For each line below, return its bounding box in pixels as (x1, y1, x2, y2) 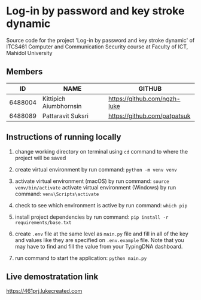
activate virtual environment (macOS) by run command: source (14, 177, 169, 185)
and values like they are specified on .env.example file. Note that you (14, 236, 184, 243)
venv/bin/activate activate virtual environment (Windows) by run (14, 183, 176, 191)
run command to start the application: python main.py (14, 254, 147, 261)
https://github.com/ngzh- (108, 94, 181, 103)
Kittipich (42, 94, 66, 103)
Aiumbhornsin (42, 102, 82, 110)
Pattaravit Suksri (42, 112, 89, 120)
